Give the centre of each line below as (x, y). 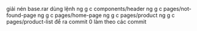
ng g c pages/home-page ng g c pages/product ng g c (106, 15)
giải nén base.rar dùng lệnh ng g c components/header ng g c (84, 9)
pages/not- (178, 9)
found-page (21, 15)
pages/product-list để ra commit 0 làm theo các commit (77, 22)
